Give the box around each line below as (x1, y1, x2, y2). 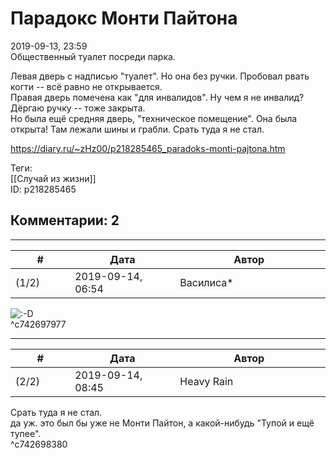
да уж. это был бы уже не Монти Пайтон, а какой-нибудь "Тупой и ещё (10, 417, 315, 429)
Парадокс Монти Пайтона (10, 7, 238, 30)
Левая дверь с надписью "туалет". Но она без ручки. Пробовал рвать (10, 70, 310, 82)
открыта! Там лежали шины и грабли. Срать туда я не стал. (10, 123, 265, 135)
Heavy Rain (179, 374, 234, 388)
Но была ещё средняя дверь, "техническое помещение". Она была (10, 112, 298, 124)
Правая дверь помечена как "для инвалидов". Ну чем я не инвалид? (10, 91, 305, 103)
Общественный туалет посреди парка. (10, 50, 176, 62)
